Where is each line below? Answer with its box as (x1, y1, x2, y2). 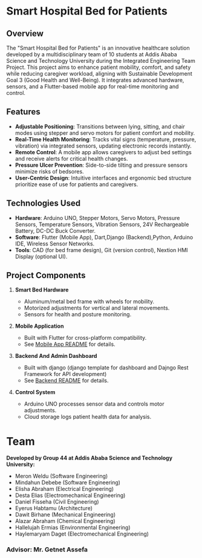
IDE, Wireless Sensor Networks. (15, 240, 95, 247)
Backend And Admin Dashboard (15, 352, 97, 360)
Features (6, 107, 41, 117)
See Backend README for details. (24, 377, 109, 384)
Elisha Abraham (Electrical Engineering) (15, 485, 114, 493)
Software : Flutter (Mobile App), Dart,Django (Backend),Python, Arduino (15, 233, 194, 241)
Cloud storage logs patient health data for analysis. (24, 413, 152, 421)
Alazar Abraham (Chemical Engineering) (15, 517, 116, 525)
